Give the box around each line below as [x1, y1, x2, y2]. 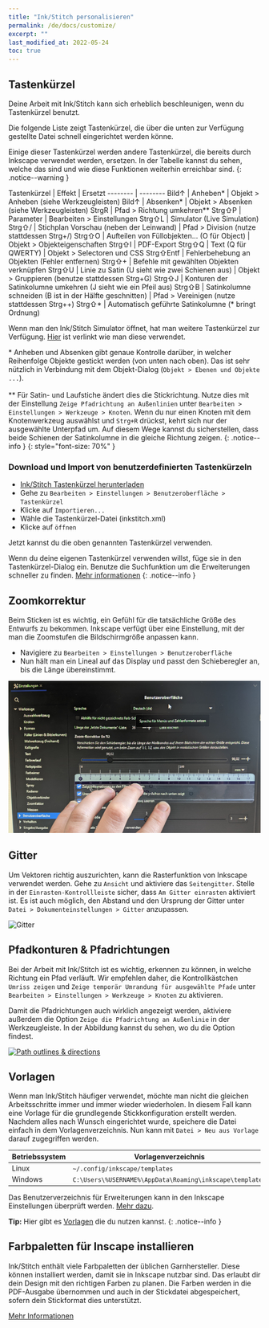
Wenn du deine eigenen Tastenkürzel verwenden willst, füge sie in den [8, 554, 242, 563]
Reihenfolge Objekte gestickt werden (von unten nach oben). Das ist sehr [8, 356, 251, 366]
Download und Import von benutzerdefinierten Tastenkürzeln [8, 461, 252, 472]
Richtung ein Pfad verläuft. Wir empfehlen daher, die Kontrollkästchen [8, 973, 239, 983]
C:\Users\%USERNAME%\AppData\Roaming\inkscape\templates [72, 1176, 267, 1184]
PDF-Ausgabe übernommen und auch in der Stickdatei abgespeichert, [8, 1286, 240, 1297]
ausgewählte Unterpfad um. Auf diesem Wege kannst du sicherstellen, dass [8, 424, 259, 434]
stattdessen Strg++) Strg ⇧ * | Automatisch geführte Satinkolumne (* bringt [8, 299, 256, 309]
